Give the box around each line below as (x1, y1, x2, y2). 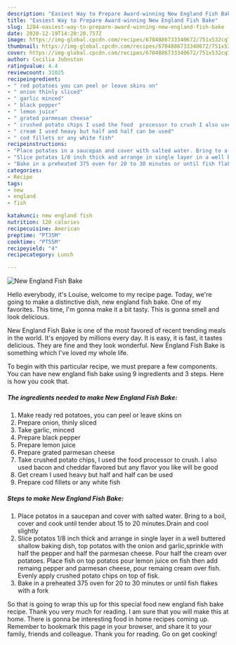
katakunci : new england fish (7, 212, 93, 220)
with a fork (17, 587, 49, 595)
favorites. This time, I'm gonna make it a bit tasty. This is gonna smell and (7, 305, 220, 314)
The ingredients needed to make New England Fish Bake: (7, 393, 178, 401)
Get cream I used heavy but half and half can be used (17, 471, 173, 479)
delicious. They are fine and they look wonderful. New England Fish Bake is (7, 341, 225, 350)
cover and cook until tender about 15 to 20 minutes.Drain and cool (17, 519, 209, 528)
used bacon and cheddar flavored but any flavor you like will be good (17, 463, 218, 472)
